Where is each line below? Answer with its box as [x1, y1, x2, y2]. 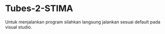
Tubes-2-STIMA [5, 3, 73, 14]
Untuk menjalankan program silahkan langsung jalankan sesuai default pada [5, 19, 161, 25]
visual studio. [5, 24, 32, 30]
